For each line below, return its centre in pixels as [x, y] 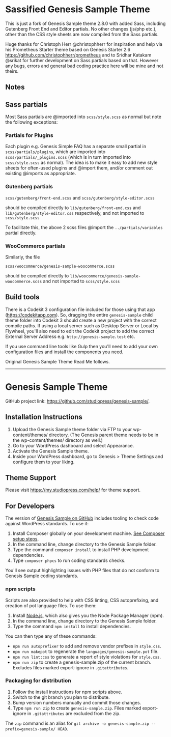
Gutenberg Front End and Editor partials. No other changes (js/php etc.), [81, 29]
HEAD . [63, 728]
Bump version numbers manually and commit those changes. [77, 702]
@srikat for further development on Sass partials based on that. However [82, 60]
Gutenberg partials [29, 187]
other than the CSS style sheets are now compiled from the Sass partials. [82, 34]
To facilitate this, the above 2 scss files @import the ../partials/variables [84, 227]
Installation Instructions [44, 417]
